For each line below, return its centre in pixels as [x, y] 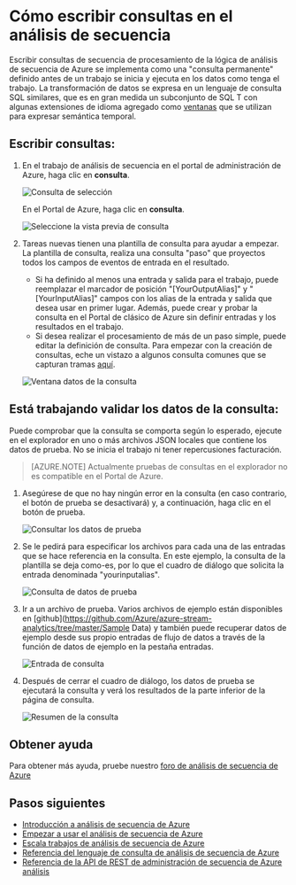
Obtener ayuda [51, 745]
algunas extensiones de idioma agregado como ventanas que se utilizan [140, 106]
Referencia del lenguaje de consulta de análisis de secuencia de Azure [151, 853]
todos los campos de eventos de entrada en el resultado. [125, 262]
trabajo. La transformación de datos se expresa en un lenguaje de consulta [146, 88]
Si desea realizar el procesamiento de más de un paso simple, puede [161, 336]
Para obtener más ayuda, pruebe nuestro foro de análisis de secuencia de [144, 766]
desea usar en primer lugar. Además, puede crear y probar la [146, 307]
